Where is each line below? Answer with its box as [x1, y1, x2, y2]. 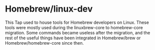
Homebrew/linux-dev [5, 3, 93, 15]
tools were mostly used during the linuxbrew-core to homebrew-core [5, 24, 143, 30]
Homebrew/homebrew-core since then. [5, 40, 84, 46]
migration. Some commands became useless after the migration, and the [5, 30, 150, 35]
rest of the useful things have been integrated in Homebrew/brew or [5, 35, 141, 41]
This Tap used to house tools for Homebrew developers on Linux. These [5, 19, 149, 25]
